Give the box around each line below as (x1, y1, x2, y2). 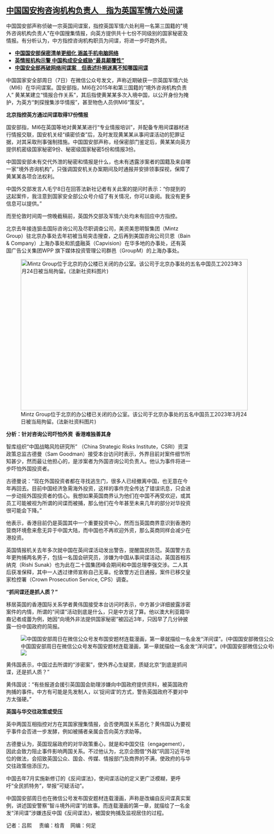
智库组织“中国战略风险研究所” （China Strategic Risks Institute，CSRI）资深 (6, 443, 189, 450)
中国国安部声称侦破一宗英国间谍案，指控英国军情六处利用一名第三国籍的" (6, 22, 183, 29)
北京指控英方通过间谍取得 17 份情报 (6, 111, 89, 118)
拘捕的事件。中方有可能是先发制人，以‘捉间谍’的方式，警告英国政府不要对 (6, 688, 183, 695)
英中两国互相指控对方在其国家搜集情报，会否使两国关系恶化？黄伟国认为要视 (6, 720, 191, 727)
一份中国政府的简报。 (11, 623, 63, 630)
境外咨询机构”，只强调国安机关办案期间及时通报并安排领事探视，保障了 (18, 165, 190, 172)
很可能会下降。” (6, 507, 42, 514)
